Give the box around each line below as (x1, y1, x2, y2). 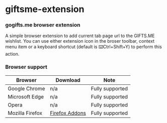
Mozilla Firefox (8, 109, 43, 116)
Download (55, 76, 80, 83)
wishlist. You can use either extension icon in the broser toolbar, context (5, 38, 155, 44)
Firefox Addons (50, 109, 87, 116)
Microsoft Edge (8, 93, 44, 100)
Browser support (5, 64, 48, 71)
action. (5, 51, 20, 57)
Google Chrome (8, 85, 45, 92)
